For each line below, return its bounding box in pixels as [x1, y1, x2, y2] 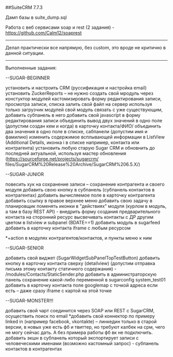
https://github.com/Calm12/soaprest [5, 30, 82, 35]
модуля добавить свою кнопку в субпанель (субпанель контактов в [5, 187, 155, 192]
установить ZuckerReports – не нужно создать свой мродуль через [5, 90, 153, 96]
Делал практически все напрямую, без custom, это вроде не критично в [5, 45, 166, 50]
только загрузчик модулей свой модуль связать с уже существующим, [5, 106, 163, 113]
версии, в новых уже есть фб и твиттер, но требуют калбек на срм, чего [5, 324, 165, 330]
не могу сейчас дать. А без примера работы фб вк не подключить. [5, 329, 153, 335]
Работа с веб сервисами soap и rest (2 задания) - [5, 24, 115, 30]
